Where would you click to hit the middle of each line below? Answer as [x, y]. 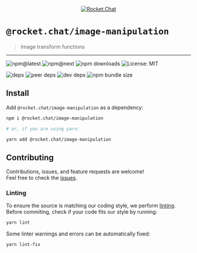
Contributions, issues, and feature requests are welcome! [75, 172]
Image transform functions [52, 46]
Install [18, 93]
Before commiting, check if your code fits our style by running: [82, 212]
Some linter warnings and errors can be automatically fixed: [78, 234]
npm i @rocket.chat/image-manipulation [55, 118]
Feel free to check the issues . [42, 178]
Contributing [30, 157]
